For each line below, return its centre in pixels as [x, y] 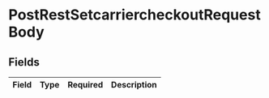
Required [85, 85]
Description [134, 85]
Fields [24, 62]
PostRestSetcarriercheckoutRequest [134, 15]
